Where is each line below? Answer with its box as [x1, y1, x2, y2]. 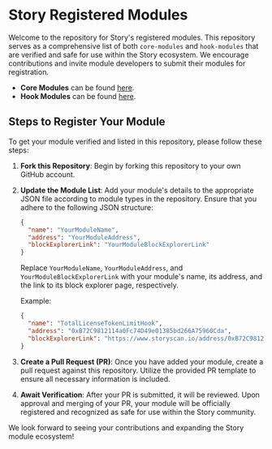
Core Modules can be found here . [19, 83, 135, 93]
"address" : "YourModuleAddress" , [28, 233, 141, 241]
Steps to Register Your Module [8, 115, 166, 129]
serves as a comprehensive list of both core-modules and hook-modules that [8, 41, 259, 50]
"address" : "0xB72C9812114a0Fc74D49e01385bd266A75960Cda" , [28, 326, 232, 335]
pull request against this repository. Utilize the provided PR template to [19, 365, 257, 375]
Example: [19, 296, 52, 306]
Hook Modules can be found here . [19, 91, 136, 101]
